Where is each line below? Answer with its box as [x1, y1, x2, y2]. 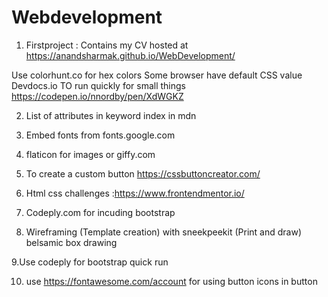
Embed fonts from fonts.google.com [25, 129, 176, 141]
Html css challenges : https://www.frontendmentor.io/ [25, 187, 245, 199]
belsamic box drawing [25, 236, 118, 248]
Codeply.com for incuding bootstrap [25, 206, 176, 218]
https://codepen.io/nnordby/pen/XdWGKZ [11, 90, 184, 102]
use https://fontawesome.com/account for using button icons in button [25, 275, 318, 287]
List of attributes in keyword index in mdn [25, 109, 197, 121]
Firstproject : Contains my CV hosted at [25, 39, 189, 51]
